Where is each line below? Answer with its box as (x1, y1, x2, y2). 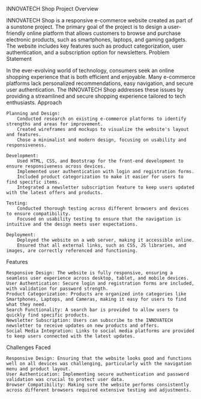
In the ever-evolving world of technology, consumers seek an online (6, 67, 175, 74)
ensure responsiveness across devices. (6, 163, 106, 169)
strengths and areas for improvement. (6, 121, 103, 127)
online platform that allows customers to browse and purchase (26, 30, 181, 37)
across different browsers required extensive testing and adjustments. (6, 387, 192, 393)
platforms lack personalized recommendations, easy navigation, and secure (6, 80, 194, 87)
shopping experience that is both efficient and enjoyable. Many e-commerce (6, 74, 196, 80)
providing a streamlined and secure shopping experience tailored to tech (6, 93, 186, 99)
